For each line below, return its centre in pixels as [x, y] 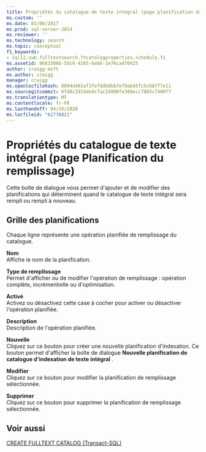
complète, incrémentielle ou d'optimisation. [61, 285]
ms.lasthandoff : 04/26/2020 [42, 109]
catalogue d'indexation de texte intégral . [60, 360]
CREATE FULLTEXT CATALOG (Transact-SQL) [64, 443]
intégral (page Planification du [85, 158]
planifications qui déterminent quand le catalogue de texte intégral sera [97, 194]
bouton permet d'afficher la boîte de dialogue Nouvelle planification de [97, 353]
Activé [15, 296]
